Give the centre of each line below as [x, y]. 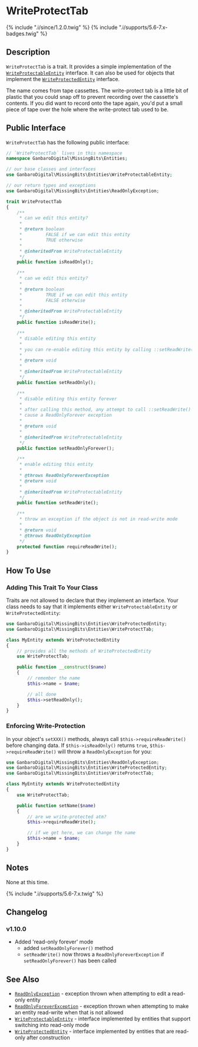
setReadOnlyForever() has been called [70, 961]
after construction [48, 1038]
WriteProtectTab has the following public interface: [68, 142]
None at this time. [27, 882]
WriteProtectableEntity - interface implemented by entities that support [103, 1019]
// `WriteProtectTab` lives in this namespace [64, 153]
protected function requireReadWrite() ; [67, 547]
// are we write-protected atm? [67, 817]
